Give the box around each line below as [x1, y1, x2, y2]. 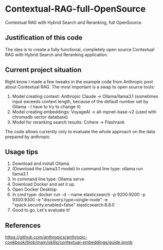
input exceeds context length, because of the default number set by [12, 98, 148, 104]
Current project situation [5, 66, 82, 74]
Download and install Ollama [12, 161, 70, 166]
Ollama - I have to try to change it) [12, 104, 81, 109]
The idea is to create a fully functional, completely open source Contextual [5, 46, 155, 52]
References [5, 221, 41, 230]
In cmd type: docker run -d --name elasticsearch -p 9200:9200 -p [12, 192, 146, 197]
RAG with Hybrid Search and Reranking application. [5, 52, 109, 57]
